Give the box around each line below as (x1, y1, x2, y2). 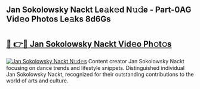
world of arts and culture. (6, 77, 69, 84)
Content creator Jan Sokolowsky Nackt (88, 58, 185, 65)
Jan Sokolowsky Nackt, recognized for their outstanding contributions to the (6, 71, 194, 78)
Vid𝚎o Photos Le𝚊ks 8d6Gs (6, 14, 112, 24)
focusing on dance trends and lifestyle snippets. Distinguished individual (6, 65, 185, 71)
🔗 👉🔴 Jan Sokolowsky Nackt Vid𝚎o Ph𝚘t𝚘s (6, 39, 172, 49)
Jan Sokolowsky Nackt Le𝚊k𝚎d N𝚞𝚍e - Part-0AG (6, 5, 192, 15)
